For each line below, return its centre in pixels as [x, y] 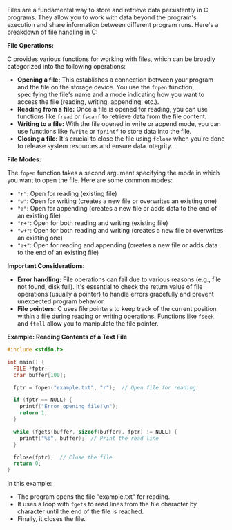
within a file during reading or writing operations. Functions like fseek [115, 316]
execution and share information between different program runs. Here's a [113, 25]
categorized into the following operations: [67, 66]
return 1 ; [34, 413]
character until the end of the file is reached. [80, 511]
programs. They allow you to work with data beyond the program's [102, 17]
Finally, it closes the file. [51, 519]
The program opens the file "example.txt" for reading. [94, 497]
